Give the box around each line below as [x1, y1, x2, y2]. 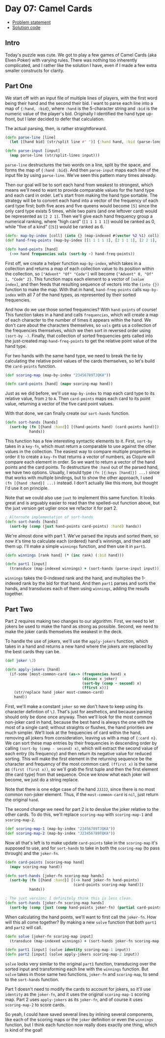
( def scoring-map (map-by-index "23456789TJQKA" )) [5, 372, 111, 377]
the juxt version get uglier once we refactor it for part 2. [5, 505, 118, 511]
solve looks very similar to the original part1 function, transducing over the [5, 961, 156, 967]
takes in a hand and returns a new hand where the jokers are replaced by [5, 643, 153, 649]
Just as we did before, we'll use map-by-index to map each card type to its [5, 390, 155, 397]
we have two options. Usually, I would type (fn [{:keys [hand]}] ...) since [5, 469, 160, 475]
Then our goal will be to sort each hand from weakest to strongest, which [5, 182, 154, 188]
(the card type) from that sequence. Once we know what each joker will [5, 771, 150, 777]
